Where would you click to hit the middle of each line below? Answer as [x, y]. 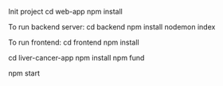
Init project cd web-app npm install [66, 12]
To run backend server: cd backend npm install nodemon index [112, 27]
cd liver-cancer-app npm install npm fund [76, 58]
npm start [24, 73]
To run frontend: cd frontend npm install [74, 42]
